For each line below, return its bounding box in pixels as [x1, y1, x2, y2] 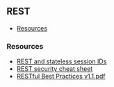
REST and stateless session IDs [16, 57, 107, 65]
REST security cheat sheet [16, 65, 93, 73]
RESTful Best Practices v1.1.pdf [16, 72, 106, 81]
